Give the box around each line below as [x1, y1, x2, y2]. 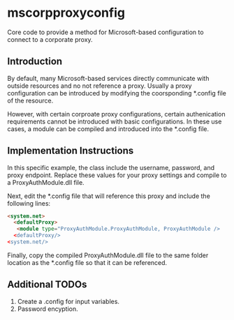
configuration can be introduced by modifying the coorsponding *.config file [7, 89, 227, 97]
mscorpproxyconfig [7, 5, 126, 21]
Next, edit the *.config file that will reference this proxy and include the [7, 192, 211, 200]
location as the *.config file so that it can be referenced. [7, 258, 168, 266]
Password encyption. [17, 305, 78, 313]
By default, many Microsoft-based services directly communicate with [7, 74, 210, 82]
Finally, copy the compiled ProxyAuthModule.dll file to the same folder [7, 251, 209, 259]
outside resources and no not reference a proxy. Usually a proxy [7, 82, 192, 90]
